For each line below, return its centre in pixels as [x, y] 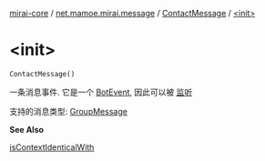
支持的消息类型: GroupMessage [68, 111]
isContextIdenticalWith [52, 147]
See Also [26, 129]
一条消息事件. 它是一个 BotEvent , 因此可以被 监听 [101, 92]
